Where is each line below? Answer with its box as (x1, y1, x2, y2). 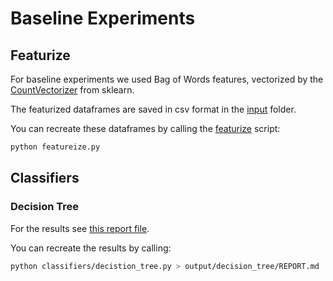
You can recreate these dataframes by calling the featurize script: (10, 123, 281, 134)
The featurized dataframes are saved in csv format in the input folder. (10, 103, 297, 115)
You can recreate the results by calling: (10, 242, 172, 254)
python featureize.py (10, 142, 101, 152)
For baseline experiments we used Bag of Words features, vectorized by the (10, 73, 324, 85)
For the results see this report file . (10, 222, 150, 234)
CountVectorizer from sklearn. (10, 84, 135, 96)
